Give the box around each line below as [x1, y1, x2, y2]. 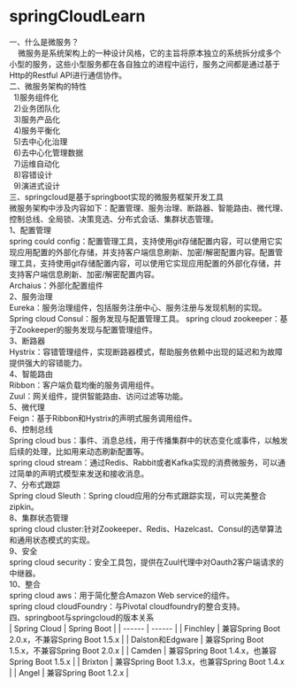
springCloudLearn [9, 6, 146, 27]
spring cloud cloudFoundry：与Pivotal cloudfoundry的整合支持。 [9, 600, 245, 612]
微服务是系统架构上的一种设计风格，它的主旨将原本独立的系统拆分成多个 [17, 47, 281, 58]
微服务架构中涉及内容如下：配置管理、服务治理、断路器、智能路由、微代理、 [9, 202, 288, 213]
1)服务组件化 [12, 91, 59, 103]
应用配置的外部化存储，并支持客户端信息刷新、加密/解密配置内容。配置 [16, 246, 276, 258]
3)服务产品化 [12, 113, 60, 125]
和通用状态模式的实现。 [9, 534, 95, 545]
